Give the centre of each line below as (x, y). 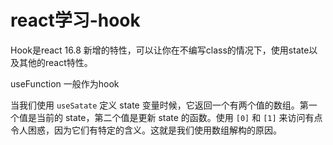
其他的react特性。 (55, 62)
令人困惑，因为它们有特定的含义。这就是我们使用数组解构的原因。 (146, 130)
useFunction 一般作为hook (65, 83)
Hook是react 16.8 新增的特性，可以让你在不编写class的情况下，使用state (160, 50)
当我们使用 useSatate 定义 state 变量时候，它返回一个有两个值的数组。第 (159, 105)
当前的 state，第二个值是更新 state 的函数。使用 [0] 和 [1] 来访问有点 (179, 117)
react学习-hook (75, 20)
